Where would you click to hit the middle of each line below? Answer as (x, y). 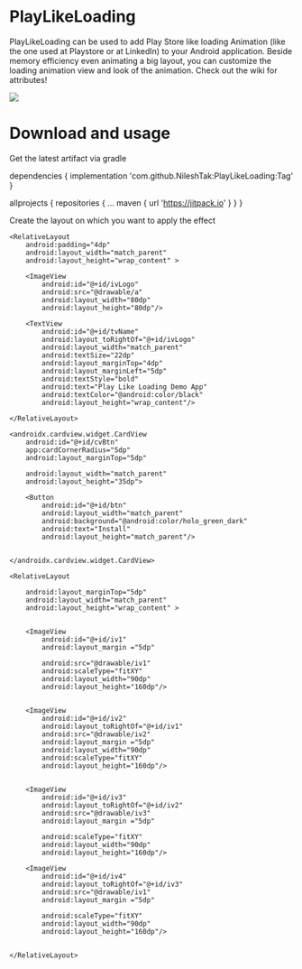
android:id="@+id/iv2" (84, 718)
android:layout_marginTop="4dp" (103, 363)
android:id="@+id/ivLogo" (91, 284)
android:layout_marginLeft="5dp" (105, 371)
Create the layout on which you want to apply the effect (113, 220)
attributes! (28, 79)
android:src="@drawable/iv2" (96, 734)
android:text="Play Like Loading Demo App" (124, 387)
